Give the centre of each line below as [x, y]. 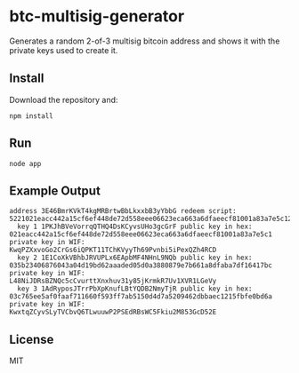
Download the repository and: [64, 99]
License [32, 339]
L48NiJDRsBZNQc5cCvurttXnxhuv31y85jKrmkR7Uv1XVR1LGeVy [113, 282]
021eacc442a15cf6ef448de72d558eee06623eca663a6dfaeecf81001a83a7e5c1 [141, 234]
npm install [31, 116]
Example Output [55, 190]
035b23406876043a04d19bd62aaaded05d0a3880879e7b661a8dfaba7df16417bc [141, 266]
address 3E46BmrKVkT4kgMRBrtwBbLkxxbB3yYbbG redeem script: [123, 211]
